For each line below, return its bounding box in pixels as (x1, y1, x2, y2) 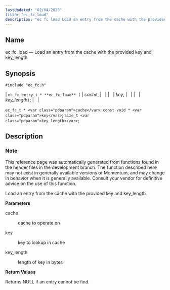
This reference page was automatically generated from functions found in (5, 159, 159, 165)
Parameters (5, 200, 30, 206)
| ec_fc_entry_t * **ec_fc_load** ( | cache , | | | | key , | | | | (5, 92, 141, 97)
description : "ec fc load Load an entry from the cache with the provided (5, 17, 166, 22)
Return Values (5, 269, 36, 275)
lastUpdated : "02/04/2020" (5, 7, 62, 13)
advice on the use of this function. (5, 180, 77, 187)
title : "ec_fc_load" (5, 12, 49, 17)
